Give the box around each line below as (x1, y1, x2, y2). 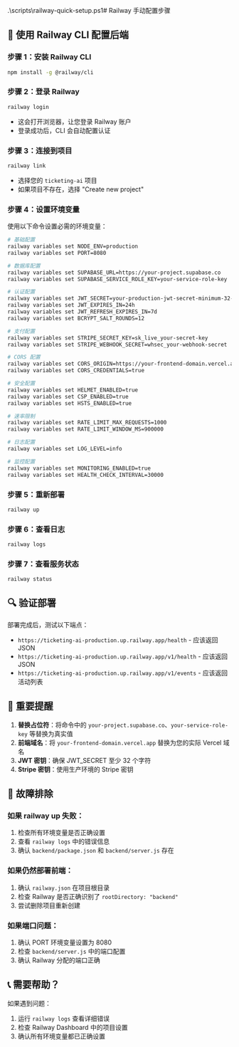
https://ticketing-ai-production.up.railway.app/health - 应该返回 (17, 636, 218, 644)
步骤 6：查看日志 (7, 524, 65, 534)
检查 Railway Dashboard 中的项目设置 (17, 1023, 128, 1031)
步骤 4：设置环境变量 (7, 204, 80, 214)
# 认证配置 (7, 288, 36, 295)
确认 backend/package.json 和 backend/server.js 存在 (17, 846, 174, 855)
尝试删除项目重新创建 (17, 901, 80, 910)
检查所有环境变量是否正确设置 (17, 828, 105, 837)
